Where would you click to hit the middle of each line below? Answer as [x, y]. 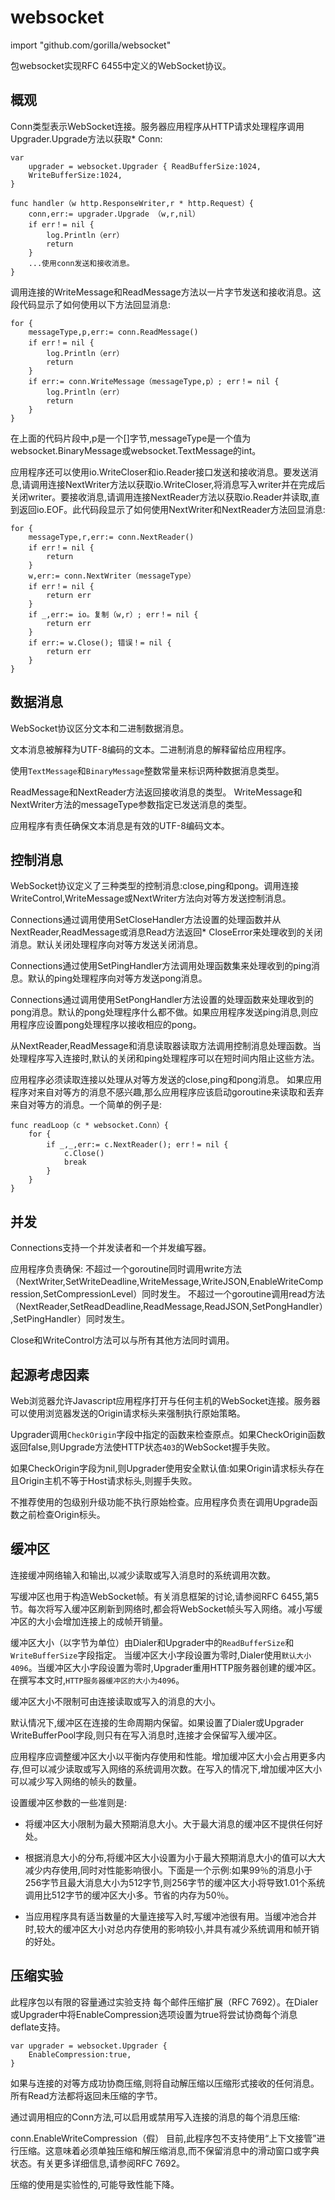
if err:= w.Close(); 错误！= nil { [100, 642]
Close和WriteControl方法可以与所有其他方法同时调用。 [122, 1340]
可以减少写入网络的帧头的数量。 [76, 1781]
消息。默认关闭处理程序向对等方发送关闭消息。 [106, 945]
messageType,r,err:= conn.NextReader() [111, 537]
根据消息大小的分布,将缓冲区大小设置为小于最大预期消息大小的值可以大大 [175, 1857]
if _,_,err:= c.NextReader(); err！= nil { [137, 1145]
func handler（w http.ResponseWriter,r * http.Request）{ [132, 203]
